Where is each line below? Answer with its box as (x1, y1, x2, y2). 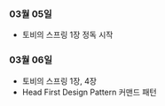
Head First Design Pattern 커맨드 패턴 (21, 87, 157, 97)
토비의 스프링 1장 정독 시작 (21, 29, 114, 41)
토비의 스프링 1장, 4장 (21, 75, 98, 86)
